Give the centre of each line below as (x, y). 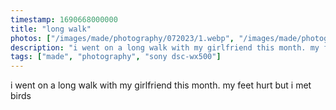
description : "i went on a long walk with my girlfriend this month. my (165, 47)
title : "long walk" (51, 29)
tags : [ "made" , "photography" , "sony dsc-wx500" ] (116, 57)
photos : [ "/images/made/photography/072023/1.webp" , (122, 38)
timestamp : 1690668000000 (64, 19)
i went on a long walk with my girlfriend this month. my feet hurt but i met (161, 85)
